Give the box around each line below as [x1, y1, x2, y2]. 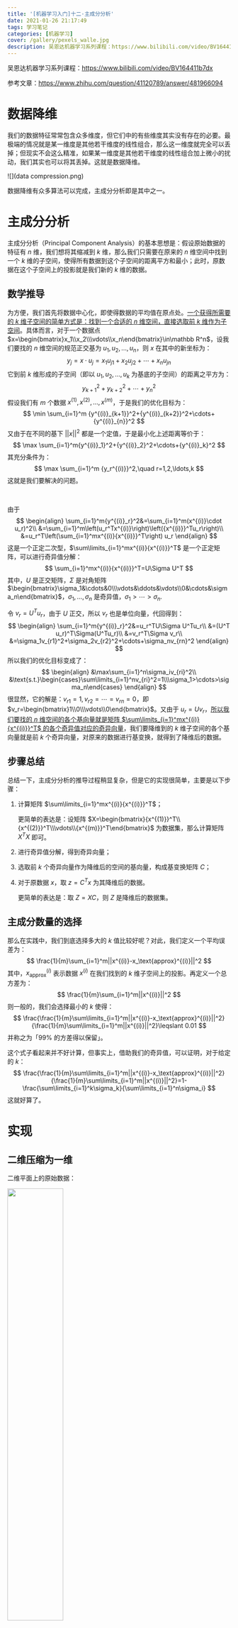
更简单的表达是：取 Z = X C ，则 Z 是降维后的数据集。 [17, 893, 172, 901]
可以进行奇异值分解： [19, 552, 82, 561]
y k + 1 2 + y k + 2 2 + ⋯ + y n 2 [81, 383, 157, 394]
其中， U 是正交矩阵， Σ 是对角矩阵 [7, 576, 107, 584]
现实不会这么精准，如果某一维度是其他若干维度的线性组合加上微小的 [25, 148, 225, 157]
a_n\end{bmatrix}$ [7, 592, 62, 601]
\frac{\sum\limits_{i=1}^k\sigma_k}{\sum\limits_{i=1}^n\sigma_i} [22, 1084, 207, 1093]
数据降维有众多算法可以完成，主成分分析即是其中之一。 [7, 186, 169, 195]
